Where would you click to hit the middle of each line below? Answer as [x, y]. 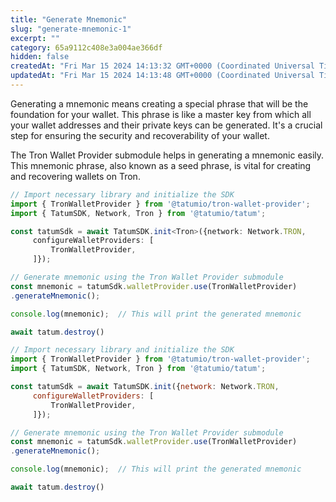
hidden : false [40, 57]
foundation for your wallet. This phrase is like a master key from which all [161, 114]
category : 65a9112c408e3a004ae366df [86, 47]
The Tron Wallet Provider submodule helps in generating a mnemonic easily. [167, 155]
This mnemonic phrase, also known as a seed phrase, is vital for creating [161, 165]
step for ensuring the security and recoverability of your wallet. [140, 135]
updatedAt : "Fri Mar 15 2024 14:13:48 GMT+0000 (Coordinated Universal [162, 76]
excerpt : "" [35, 38]
